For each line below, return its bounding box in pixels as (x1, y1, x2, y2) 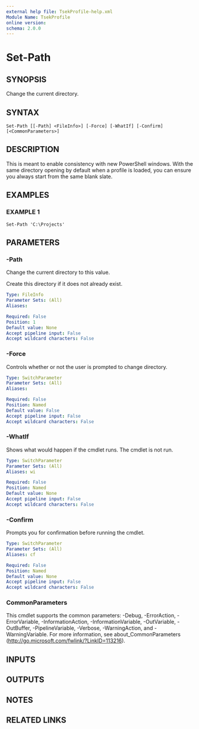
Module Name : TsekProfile (6, 14, 70, 20)
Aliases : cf (6, 551, 36, 557)
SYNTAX (6, 108, 40, 118)
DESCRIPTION (6, 144, 59, 154)
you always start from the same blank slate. (6, 173, 113, 180)
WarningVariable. (6, 631, 49, 638)
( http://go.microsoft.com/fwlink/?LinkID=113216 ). (6, 637, 126, 645)
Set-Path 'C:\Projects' (6, 221, 65, 228)
